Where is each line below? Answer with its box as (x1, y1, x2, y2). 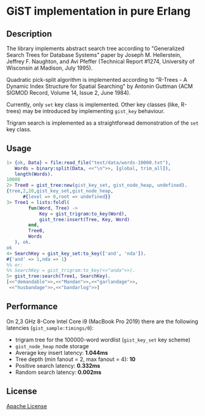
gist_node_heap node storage (15, 342, 89, 349)
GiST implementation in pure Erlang (6, 4, 191, 18)
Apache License (6, 402, 47, 410)
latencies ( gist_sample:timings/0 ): (6, 324, 94, 331)
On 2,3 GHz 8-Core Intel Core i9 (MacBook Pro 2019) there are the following (6, 318, 198, 325)
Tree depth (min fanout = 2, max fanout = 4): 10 (15, 356, 136, 363)
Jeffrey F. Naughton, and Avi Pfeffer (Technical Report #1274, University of (6, 58, 195, 65)
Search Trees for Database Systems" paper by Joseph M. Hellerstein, (6, 51, 182, 59)
